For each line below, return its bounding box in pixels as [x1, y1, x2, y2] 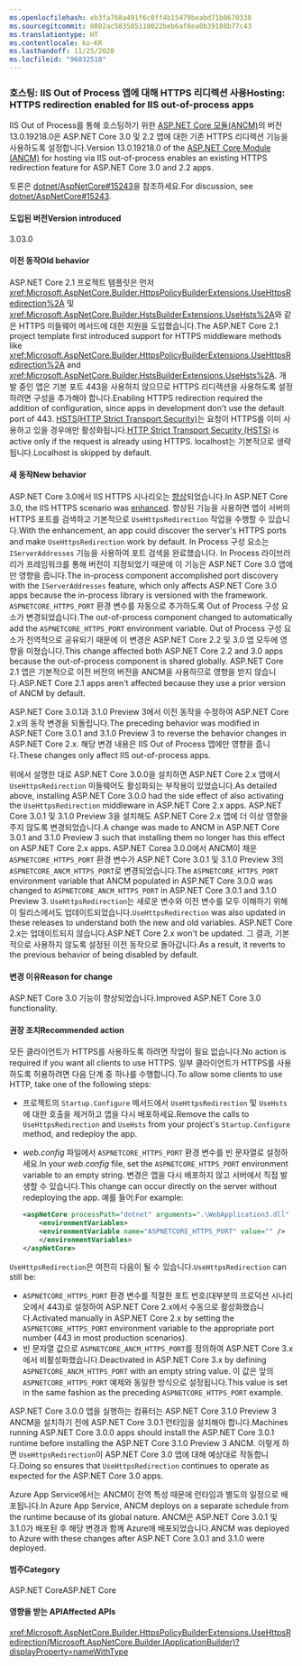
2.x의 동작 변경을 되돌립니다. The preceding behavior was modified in [9, 718, 260, 728]
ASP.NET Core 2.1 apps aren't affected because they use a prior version [18, 677, 286, 688]
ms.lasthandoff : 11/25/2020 [9, 47, 115, 56]
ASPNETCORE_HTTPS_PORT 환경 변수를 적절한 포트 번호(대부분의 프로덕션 [22, 1290, 270, 1301]
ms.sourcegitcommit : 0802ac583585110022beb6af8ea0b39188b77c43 [9, 22, 252, 31]
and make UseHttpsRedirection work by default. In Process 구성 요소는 [9, 535, 270, 546]
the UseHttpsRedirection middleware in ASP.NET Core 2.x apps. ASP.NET [9, 800, 282, 810]
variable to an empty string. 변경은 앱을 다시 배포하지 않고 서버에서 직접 [22, 1169, 279, 1181]
